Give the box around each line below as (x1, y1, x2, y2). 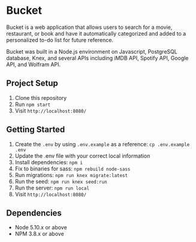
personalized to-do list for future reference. (6, 36, 114, 43)
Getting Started (6, 125, 65, 135)
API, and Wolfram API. (6, 61, 61, 68)
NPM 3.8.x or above (14, 230, 64, 238)
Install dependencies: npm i (14, 158, 83, 166)
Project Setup (6, 78, 59, 88)
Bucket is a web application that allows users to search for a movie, (6, 23, 173, 31)
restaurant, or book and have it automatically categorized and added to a (6, 29, 186, 37)
